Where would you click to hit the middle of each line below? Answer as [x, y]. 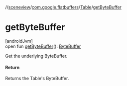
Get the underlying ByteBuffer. [36, 56]
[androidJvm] [19, 41]
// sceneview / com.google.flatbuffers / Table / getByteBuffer [63, 7]
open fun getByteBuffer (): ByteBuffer [43, 46]
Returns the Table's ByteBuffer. [37, 79]
